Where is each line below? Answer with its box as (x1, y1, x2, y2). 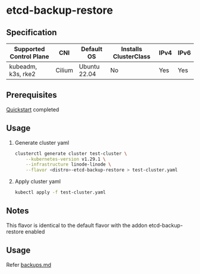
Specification (6, 27, 57, 38)
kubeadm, (9, 63, 37, 70)
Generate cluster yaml (14, 139, 70, 146)
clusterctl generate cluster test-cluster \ (14, 150, 127, 157)
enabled (24, 228, 45, 235)
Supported (14, 45, 45, 53)
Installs (121, 45, 143, 53)
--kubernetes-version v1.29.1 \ (26, 156, 106, 162)
